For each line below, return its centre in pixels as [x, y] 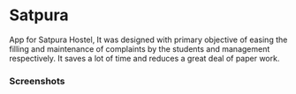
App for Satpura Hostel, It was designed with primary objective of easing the [148, 40]
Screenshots [37, 81]
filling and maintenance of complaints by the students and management [140, 48]
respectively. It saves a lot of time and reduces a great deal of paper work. [144, 58]
